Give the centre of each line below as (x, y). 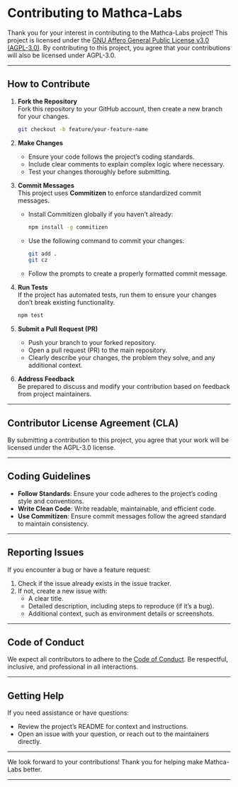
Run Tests (33, 288)
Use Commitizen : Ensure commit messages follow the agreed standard (122, 516)
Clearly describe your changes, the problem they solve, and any (121, 358)
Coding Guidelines (49, 476)
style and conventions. (51, 501)
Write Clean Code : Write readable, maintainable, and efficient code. (117, 509)
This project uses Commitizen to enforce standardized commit (109, 193)
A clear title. (46, 598)
